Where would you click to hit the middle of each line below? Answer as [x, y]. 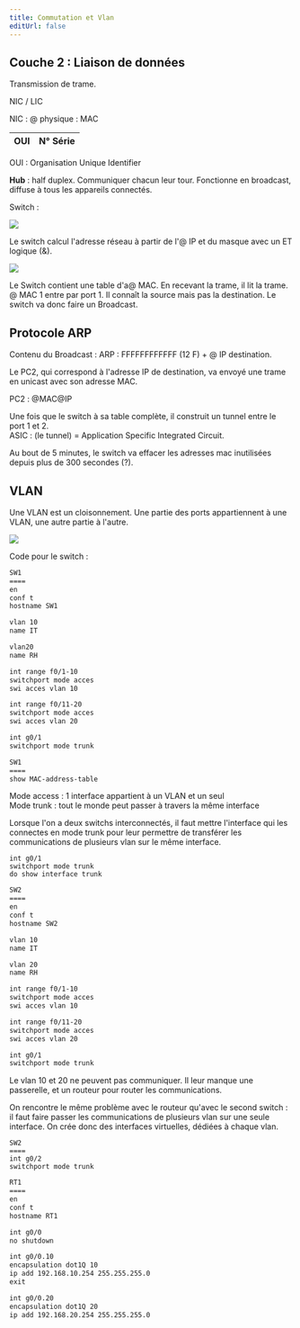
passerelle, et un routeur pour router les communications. [116, 1090]
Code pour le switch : [49, 556]
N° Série [57, 141]
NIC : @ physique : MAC [54, 119]
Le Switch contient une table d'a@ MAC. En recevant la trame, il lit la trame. [149, 285]
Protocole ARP [51, 332]
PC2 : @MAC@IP [41, 399]
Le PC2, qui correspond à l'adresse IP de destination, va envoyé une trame [148, 372]
